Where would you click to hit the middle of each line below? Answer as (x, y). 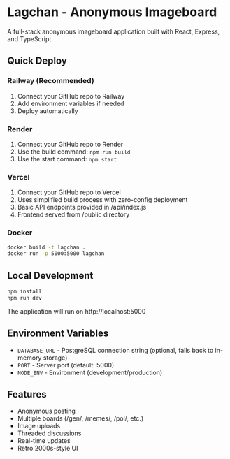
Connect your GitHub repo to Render (70, 144)
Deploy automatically (48, 111)
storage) (55, 358)
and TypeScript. (30, 38)
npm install (24, 292)
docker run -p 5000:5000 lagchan (56, 254)
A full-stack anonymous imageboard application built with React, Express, (114, 31)
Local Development (50, 276)
